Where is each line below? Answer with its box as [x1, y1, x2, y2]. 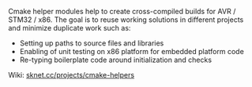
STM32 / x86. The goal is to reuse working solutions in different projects [8, 15, 244, 24]
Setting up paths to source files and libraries [19, 38, 164, 48]
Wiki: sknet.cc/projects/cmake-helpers [8, 71, 135, 79]
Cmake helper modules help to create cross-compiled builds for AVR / [8, 7, 236, 16]
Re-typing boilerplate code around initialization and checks [19, 55, 212, 64]
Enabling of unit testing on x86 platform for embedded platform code [19, 47, 245, 56]
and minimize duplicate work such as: [8, 24, 131, 32]
